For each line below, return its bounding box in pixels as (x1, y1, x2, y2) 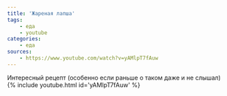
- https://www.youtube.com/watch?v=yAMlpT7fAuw (19, 55, 158, 62)
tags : (7, 16, 23, 23)
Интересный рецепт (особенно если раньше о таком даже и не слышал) (7, 73, 221, 82)
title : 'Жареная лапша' (7, 10, 76, 17)
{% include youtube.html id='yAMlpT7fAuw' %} (7, 80, 141, 89)
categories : (7, 36, 41, 43)
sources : (7, 49, 32, 56)
